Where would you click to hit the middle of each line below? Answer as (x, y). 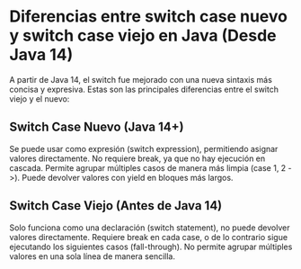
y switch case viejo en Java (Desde (143, 36)
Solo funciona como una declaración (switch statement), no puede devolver (150, 228)
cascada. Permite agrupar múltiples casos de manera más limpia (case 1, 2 (148, 167)
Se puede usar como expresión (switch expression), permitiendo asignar (144, 148)
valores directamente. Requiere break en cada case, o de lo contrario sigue (149, 237)
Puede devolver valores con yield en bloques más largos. (128, 177)
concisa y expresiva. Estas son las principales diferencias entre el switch (144, 89)
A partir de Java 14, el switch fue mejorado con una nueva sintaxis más (141, 79)
